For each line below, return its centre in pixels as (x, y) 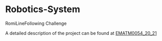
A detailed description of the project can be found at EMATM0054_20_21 (81, 33)
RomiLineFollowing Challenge (36, 23)
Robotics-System (43, 9)
